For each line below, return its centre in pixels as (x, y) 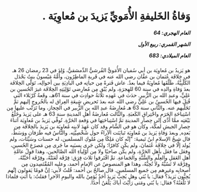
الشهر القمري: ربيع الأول (164, 44)
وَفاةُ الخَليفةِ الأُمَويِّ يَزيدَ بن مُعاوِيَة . (116, 16)
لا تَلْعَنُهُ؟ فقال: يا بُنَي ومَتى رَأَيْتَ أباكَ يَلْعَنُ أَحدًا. (140, 183)
